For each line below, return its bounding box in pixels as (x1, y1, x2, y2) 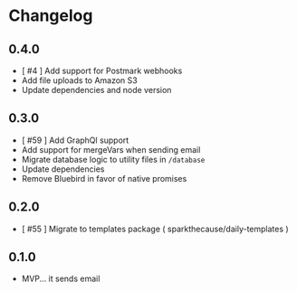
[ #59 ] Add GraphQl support (21, 135, 129, 145)
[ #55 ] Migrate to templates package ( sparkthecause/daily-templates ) (21, 223, 289, 234)
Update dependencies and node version (21, 85, 172, 95)
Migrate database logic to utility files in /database (21, 154, 206, 164)
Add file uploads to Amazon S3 (21, 75, 138, 86)
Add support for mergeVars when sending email (21, 144, 201, 155)
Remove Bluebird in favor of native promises (21, 173, 187, 183)
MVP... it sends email (21, 273, 101, 285)
